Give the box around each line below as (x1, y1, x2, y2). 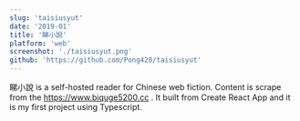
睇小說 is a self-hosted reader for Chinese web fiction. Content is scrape (9, 82, 282, 92)
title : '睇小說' (9, 30, 67, 39)
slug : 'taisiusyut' (9, 13, 84, 23)
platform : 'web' (9, 38, 71, 48)
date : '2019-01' (9, 22, 71, 31)
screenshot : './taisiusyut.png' (9, 47, 132, 56)
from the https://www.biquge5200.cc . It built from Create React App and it (9, 92, 291, 103)
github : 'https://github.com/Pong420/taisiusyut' (9, 55, 202, 65)
